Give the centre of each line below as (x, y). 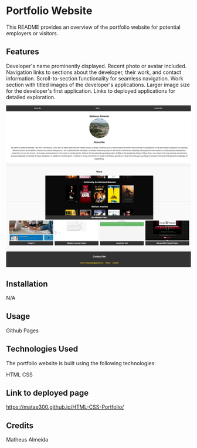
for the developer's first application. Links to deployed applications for (91, 91)
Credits (20, 425)
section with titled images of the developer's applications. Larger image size (98, 85)
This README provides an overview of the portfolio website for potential (93, 27)
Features (23, 52)
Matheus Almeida (27, 440)
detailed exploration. (31, 97)
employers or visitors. (32, 33)
